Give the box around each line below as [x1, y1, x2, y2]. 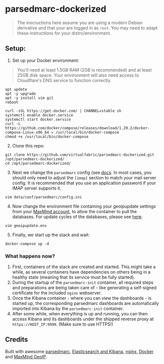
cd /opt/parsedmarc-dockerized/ [5, 161, 71, 166]
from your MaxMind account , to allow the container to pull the [12, 208, 137, 214]
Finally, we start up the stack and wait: [12, 232, 90, 238]
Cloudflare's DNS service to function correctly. [17, 77, 112, 83]
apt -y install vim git [5, 95, 54, 100]
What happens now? [5, 252, 55, 259]
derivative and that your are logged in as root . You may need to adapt [17, 25, 158, 30]
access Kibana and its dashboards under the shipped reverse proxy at [12, 316, 154, 322]
